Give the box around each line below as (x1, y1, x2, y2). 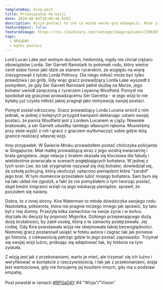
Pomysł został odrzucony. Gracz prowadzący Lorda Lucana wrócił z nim (5, 107, 149, 113)
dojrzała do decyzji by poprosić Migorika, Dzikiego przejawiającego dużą (5, 213, 151, 219)
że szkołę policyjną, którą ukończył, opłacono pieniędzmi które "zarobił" (5, 168, 149, 174)
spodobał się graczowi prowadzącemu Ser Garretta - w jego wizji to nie (5, 93, 148, 98)
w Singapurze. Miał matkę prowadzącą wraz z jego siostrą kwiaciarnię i (5, 147, 148, 153)
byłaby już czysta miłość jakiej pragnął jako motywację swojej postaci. (5, 97, 146, 103)
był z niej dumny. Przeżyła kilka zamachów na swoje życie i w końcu (5, 208, 142, 214)
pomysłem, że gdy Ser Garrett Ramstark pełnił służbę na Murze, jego (5, 82, 143, 88)
